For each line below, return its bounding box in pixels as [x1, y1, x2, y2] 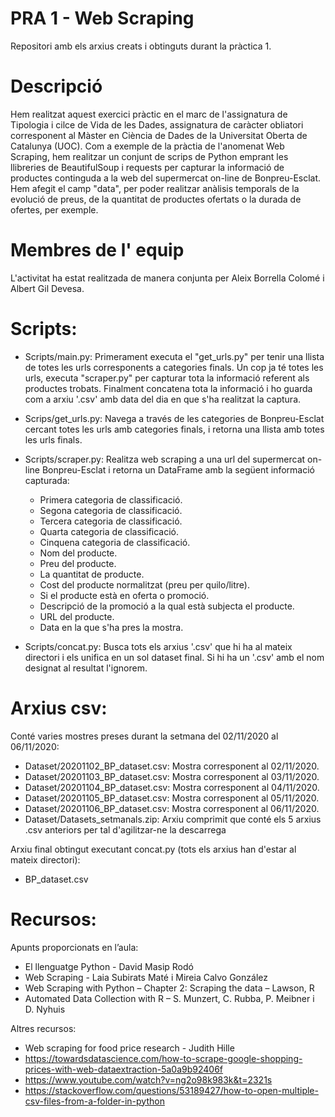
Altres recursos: [10, 1022, 77, 1034]
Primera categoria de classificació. [39, 493, 183, 506]
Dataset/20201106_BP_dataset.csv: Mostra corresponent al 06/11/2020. [24, 802, 320, 814]
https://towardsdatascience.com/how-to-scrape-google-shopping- [24, 1052, 303, 1064]
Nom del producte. [39, 547, 118, 559]
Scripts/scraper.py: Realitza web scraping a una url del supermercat [24, 453, 306, 465]
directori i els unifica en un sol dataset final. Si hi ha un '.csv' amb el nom [24, 651, 325, 663]
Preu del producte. [39, 557, 117, 569]
